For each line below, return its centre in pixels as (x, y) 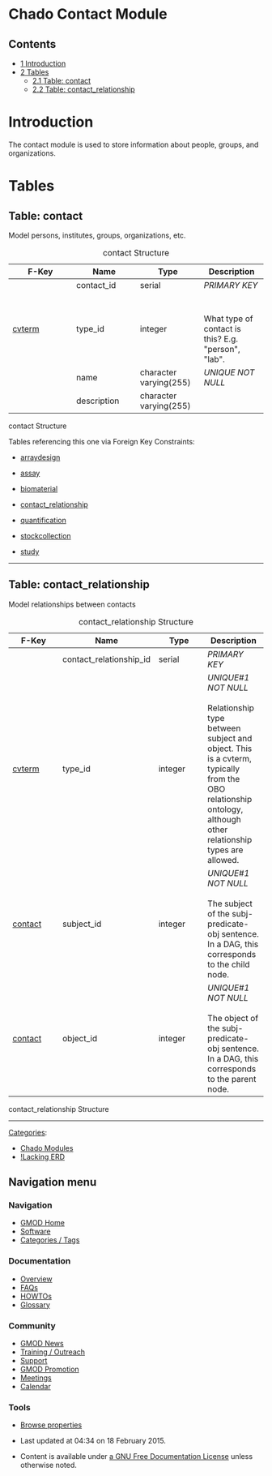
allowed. (223, 860)
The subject (230, 903)
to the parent (232, 1079)
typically (224, 769)
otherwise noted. (48, 1465)
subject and (230, 738)
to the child (229, 964)
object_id (80, 1038)
